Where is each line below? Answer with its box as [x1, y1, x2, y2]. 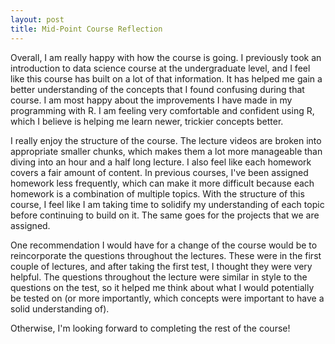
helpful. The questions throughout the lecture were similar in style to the [10, 271, 308, 283]
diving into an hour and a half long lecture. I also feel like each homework [10, 156, 312, 168]
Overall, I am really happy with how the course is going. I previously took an [10, 51, 322, 63]
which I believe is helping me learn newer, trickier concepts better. [10, 115, 284, 127]
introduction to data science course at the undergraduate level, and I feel [10, 62, 311, 74]
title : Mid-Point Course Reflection [10, 24, 163, 34]
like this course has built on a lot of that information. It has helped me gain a [10, 72, 323, 85]
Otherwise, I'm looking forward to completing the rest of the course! [10, 322, 291, 334]
